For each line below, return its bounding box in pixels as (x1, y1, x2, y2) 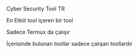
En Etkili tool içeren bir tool (6, 17, 73, 23)
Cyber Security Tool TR (6, 5, 65, 12)
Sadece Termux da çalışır (6, 28, 70, 36)
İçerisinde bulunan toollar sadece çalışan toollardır (6, 40, 133, 47)
